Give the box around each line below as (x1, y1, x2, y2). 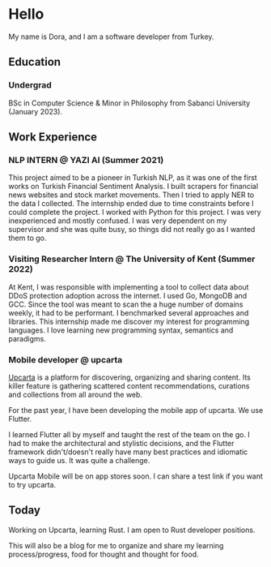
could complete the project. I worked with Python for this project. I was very (8, 208, 261, 217)
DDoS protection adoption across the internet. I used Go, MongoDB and (8, 290, 248, 300)
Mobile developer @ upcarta (8, 354, 123, 365)
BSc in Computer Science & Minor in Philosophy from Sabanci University (8, 98, 251, 108)
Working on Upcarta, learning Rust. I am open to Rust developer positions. (8, 525, 256, 535)
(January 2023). (8, 106, 63, 116)
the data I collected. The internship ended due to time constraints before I (8, 199, 254, 208)
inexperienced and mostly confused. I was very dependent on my (8, 216, 227, 226)
